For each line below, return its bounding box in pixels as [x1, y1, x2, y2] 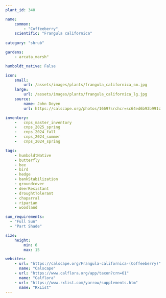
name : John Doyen [23, 101, 60, 106]
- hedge [14, 172, 31, 177]
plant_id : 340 [5, 7, 36, 13]
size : [5, 233, 17, 238]
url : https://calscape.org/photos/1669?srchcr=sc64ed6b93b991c [23, 106, 161, 111]
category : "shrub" [5, 40, 44, 46]
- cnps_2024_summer [14, 134, 60, 139]
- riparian [14, 200, 38, 206]
